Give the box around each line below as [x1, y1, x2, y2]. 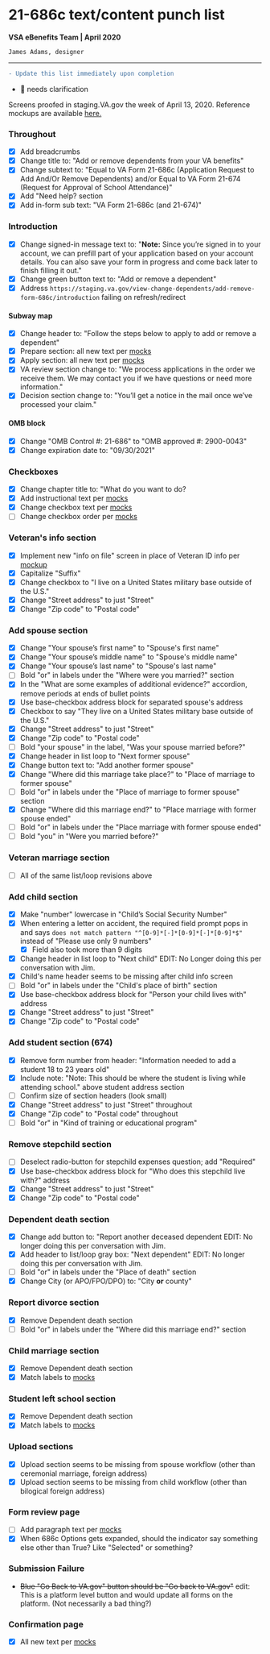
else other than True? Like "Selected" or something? [19, 1543, 194, 1552]
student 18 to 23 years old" [19, 1064, 110, 1074]
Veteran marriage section [8, 852, 110, 863]
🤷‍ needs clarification [19, 84, 88, 94]
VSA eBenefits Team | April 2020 [8, 32, 121, 42]
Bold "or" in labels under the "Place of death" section [19, 1267, 197, 1277]
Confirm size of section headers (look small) [19, 1091, 167, 1100]
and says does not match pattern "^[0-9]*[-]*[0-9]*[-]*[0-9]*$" [19, 928, 243, 937]
